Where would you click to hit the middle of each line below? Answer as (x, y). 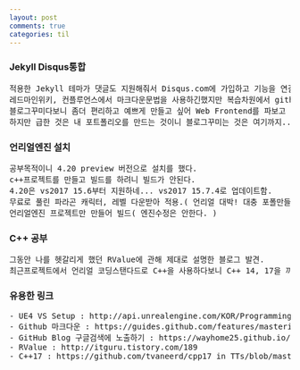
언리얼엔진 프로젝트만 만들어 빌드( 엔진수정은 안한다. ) (113, 213)
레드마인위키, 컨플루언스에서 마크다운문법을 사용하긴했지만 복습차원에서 (140, 100)
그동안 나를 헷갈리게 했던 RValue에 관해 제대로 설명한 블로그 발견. (137, 260)
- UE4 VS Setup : (47, 315)
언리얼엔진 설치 (40, 147)
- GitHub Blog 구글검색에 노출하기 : (82, 337)
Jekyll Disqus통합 (48, 67)
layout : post (33, 17)
